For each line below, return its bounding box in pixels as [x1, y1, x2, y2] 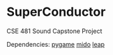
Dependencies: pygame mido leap [6, 40, 105, 48]
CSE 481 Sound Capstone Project [6, 27, 103, 35]
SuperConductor [6, 4, 106, 20]
